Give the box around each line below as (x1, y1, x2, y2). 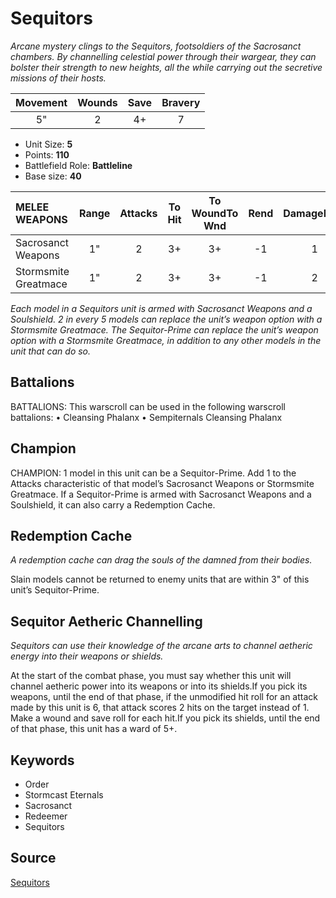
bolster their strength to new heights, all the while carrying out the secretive (10, 61, 323, 73)
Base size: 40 (24, 170, 82, 182)
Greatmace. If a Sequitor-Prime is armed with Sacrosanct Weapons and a (10, 488, 312, 500)
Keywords (10, 752, 75, 769)
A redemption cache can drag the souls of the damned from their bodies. (10, 554, 313, 566)
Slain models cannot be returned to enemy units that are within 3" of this (10, 573, 310, 586)
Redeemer (24, 810, 68, 822)
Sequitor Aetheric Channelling (10, 613, 203, 630)
